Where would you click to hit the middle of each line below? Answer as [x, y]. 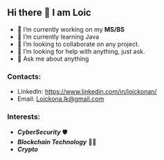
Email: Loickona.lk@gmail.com [61, 99]
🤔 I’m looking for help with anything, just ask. [81, 51]
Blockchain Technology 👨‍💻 [57, 142]
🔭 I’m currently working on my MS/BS [71, 29]
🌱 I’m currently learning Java [58, 37]
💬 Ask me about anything [53, 59]
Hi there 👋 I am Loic [49, 13]
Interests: [24, 117]
